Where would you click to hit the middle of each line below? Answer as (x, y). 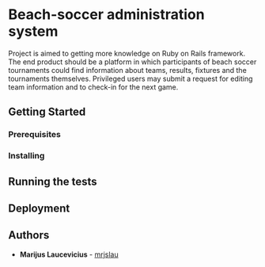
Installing (26, 156)
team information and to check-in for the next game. (93, 87)
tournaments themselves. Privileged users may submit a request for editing (131, 78)
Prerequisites (34, 135)
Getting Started (47, 112)
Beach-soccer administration (106, 15)
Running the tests (53, 181)
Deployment (39, 208)
